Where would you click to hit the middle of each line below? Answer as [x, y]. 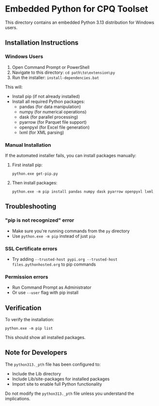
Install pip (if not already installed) [46, 96]
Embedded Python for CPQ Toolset [77, 9]
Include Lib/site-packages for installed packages [61, 379]
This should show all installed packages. [45, 338]
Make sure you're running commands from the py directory [71, 231]
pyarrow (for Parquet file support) [53, 122]
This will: [14, 87]
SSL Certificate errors [31, 248]
